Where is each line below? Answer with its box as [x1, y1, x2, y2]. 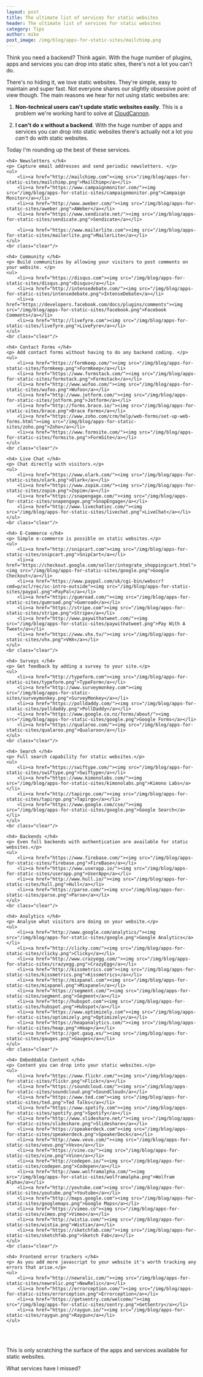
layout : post [6, 9, 39, 15]
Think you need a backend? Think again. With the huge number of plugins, [6, 54, 193, 61]
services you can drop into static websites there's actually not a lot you [15, 128, 193, 135]
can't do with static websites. [15, 134, 89, 142]
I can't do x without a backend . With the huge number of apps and [15, 122, 183, 128]
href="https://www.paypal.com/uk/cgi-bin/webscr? [36, 578, 164, 584]
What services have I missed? [6, 1365, 81, 1372]
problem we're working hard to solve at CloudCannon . [15, 110, 150, 117]
